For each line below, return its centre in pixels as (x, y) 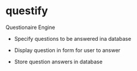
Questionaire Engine (30, 27)
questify (27, 11)
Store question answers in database (58, 62)
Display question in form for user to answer (67, 50)
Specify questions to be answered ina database (73, 38)
